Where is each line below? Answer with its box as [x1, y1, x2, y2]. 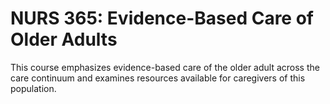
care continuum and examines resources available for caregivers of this [10, 72, 306, 84]
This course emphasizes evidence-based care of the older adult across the [10, 61, 320, 73]
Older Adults [10, 28, 118, 51]
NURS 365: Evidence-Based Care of [10, 7, 314, 30]
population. [10, 82, 57, 94]
